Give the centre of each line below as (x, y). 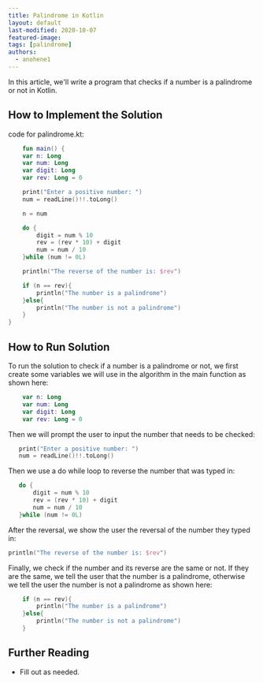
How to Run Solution (59, 347)
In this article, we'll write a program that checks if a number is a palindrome (130, 82)
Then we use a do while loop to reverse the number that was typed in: (122, 471)
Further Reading (49, 653)
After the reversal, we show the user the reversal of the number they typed (129, 530)
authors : (22, 52)
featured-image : (35, 37)
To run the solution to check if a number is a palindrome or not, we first (123, 366)
